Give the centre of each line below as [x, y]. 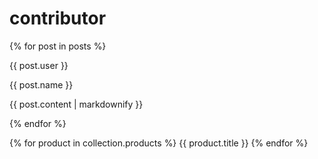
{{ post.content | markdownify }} [76, 104]
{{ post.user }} [39, 65]
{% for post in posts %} [58, 46]
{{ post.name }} [41, 84]
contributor [58, 18]
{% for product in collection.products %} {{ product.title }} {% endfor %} [159, 143]
